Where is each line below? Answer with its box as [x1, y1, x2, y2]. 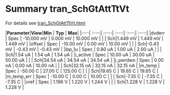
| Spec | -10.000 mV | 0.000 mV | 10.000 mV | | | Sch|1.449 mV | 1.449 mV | [5, 35, 164, 41]
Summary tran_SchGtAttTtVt [5, 3, 130, 15]
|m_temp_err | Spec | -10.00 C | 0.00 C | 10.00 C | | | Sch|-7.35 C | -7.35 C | [5, 73, 163, 79]
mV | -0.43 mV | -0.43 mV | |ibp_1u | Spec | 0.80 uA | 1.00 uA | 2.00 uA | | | [5, 46, 162, 52]
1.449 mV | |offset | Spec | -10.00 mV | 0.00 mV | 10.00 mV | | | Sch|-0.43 [5, 40, 159, 46]
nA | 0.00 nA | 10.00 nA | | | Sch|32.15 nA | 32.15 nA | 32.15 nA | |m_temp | [5, 62, 160, 68]
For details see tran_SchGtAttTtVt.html [5, 20, 86, 26]
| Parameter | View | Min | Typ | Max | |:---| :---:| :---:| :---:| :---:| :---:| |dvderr [5, 30, 165, 36]
